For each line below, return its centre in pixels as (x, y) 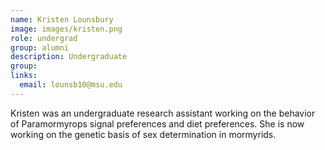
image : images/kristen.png (66, 29)
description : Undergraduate (69, 57)
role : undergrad (44, 38)
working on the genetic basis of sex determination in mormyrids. (143, 134)
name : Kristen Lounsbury (62, 19)
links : (24, 76)
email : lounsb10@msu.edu (71, 85)
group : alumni (40, 47)
